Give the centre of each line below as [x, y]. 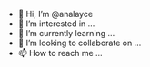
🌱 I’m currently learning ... [66, 33]
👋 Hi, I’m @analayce [55, 14]
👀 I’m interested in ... [56, 24]
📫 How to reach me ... [60, 53]
